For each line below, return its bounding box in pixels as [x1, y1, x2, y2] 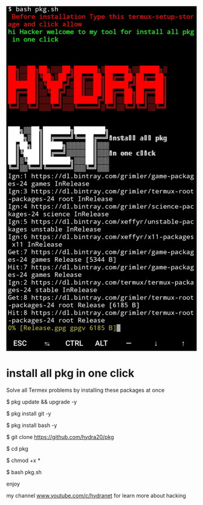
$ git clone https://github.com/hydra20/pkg [6, 433, 114, 440]
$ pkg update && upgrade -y [6, 398, 77, 405]
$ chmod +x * [6, 457, 40, 464]
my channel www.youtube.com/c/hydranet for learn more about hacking [6, 492, 186, 499]
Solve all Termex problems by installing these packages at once [6, 386, 165, 394]
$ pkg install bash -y [6, 422, 57, 429]
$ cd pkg [6, 445, 28, 452]
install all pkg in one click [6, 367, 135, 380]
